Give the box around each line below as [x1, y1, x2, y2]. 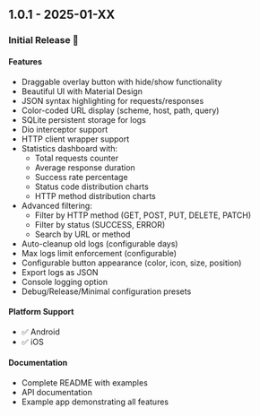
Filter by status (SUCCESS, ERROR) [34, 219, 166, 230]
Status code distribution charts [34, 181, 149, 192]
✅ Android [21, 326, 60, 337]
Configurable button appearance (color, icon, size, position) [21, 257, 242, 268]
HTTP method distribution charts [34, 190, 156, 201]
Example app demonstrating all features [21, 396, 169, 407]
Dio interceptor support [21, 124, 108, 134]
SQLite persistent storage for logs [21, 114, 147, 125]
